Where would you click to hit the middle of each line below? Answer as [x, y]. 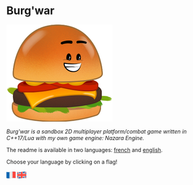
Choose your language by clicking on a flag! [62, 162]
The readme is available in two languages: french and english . [85, 150]
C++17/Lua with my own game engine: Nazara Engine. [75, 138]
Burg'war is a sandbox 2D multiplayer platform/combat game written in [96, 131]
